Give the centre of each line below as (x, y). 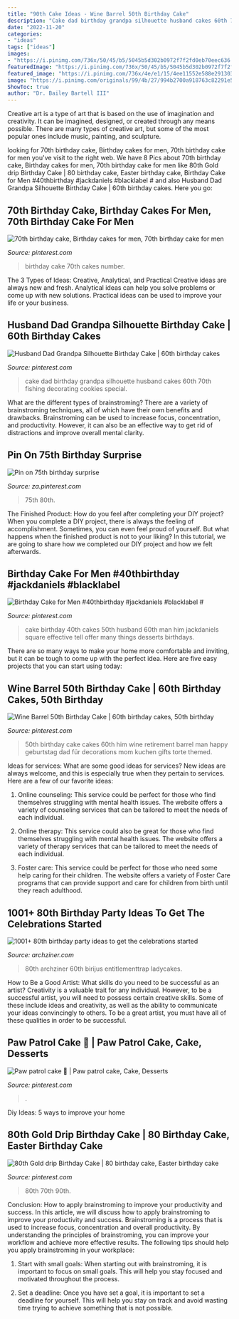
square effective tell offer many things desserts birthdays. (110, 637)
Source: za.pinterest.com (44, 486)
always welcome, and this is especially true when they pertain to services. (116, 773)
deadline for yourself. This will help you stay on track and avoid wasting (122, 1300)
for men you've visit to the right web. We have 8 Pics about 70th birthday (115, 158)
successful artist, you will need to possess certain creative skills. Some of (116, 997)
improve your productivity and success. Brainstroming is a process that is (115, 1219)
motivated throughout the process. (68, 1278)
